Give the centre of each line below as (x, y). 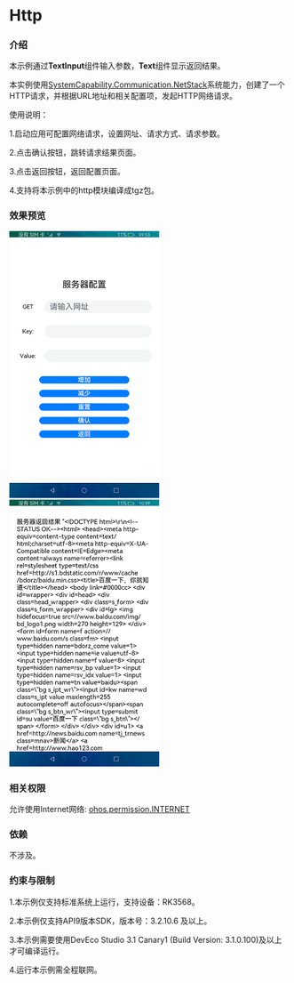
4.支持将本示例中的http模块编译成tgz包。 (84, 190)
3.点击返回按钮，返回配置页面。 (68, 172)
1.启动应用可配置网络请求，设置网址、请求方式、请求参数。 (117, 133)
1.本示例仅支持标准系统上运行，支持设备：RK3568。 (104, 902)
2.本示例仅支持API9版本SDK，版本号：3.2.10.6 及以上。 (111, 921)
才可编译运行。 (36, 951)
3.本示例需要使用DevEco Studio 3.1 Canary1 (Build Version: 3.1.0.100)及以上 (146, 939)
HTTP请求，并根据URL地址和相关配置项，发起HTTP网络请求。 (123, 96)
